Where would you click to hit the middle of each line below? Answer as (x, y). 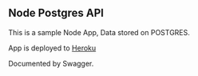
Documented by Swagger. (51, 63)
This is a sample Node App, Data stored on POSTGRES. (99, 32)
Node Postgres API (56, 13)
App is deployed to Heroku (52, 48)
